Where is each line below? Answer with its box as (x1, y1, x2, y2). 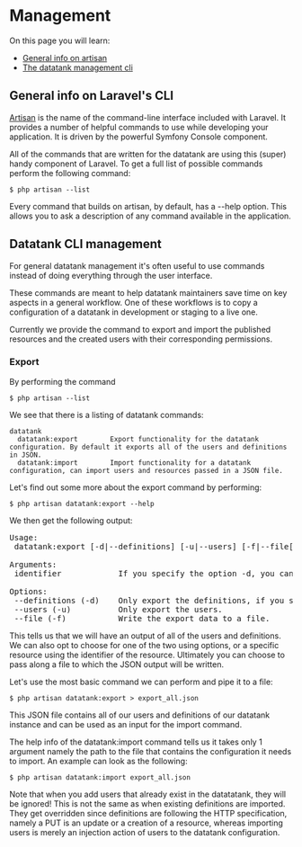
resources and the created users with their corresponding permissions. (9, 334, 272, 344)
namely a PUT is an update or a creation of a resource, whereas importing (9, 817, 283, 828)
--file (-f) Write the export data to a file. (13, 613, 271, 623)
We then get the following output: (9, 514, 133, 526)
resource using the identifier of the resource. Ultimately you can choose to (9, 649, 286, 660)
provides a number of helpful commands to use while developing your (9, 121, 269, 132)
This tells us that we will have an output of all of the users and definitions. (9, 630, 281, 641)
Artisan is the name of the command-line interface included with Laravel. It (9, 111, 286, 122)
